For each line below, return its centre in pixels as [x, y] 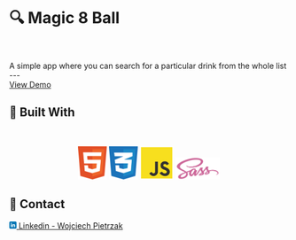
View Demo [30, 84]
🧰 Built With [42, 112]
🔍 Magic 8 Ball [65, 18]
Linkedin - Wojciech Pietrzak [70, 225]
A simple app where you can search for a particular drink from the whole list [148, 66]
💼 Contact [37, 204]
